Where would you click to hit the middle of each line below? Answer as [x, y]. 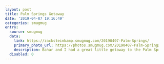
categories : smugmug [26, 23]
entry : [12, 27]
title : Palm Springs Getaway [35, 14]
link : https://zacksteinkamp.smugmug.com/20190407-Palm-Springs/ [82, 41]
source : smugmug [26, 32]
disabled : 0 [22, 54]
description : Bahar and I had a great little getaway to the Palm [83, 50]
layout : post [18, 9]
